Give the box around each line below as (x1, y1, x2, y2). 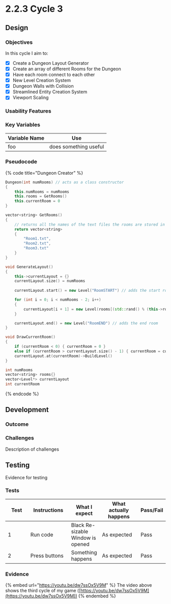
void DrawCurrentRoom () (5, 335, 56, 340)
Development (5, 405, 49, 414)
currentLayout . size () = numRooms (14, 279, 85, 284)
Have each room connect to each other (12, 72, 95, 77)
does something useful (49, 143, 104, 150)
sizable (71, 528, 89, 535)
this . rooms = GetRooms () (14, 194, 67, 199)
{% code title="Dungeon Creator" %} (5, 170, 83, 176)
